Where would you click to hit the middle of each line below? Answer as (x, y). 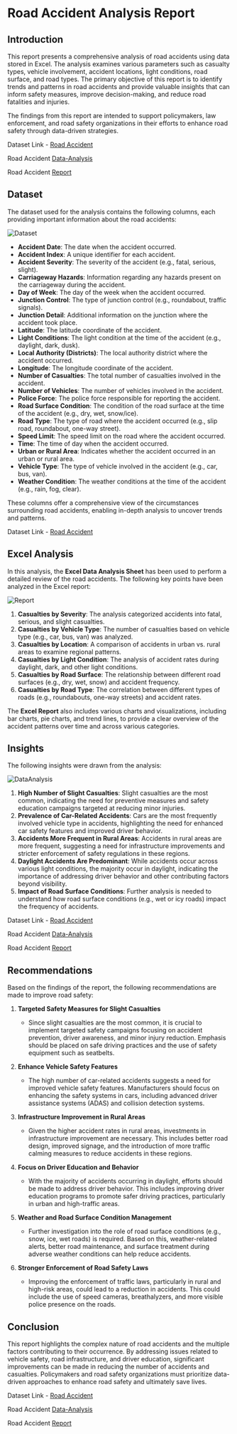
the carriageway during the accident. (72, 284)
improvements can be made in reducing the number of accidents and (109, 1367)
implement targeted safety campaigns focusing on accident (115, 1030)
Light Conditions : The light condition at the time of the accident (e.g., (119, 337)
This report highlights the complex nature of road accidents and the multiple (118, 1344)
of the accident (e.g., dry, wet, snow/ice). (78, 413)
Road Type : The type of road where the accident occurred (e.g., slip (117, 421)
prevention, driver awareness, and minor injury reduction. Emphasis (127, 1038)
